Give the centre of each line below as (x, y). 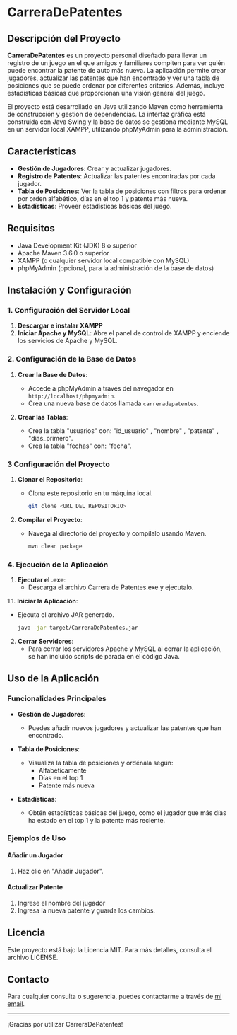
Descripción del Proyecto (64, 39)
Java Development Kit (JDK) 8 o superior (77, 245)
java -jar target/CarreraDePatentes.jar (78, 628)
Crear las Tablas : (43, 417)
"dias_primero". (50, 438)
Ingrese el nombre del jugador (61, 903)
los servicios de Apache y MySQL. (67, 341)
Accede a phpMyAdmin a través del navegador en (101, 388)
